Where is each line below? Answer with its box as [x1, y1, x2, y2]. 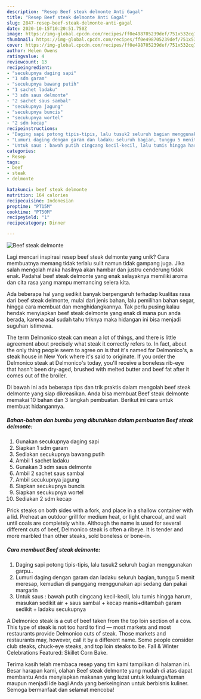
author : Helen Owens [7, 48, 58, 54]
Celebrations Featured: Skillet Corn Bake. [7, 649, 108, 656]
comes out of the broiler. [7, 372, 67, 379]
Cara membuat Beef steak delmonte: [7, 546, 101, 553]
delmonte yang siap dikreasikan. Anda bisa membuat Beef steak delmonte [7, 390, 189, 397]
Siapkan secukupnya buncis [15, 482, 85, 489]
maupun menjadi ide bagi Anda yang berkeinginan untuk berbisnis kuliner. [7, 679, 189, 686]
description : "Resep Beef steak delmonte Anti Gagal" [7, 8, 144, 15]
